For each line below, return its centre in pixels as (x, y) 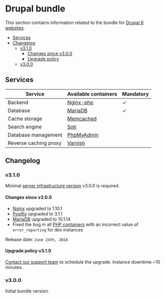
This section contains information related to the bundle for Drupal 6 (74, 22)
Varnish (76, 143)
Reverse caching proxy (35, 143)
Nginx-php (80, 102)
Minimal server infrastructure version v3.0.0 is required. (62, 186)
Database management (35, 134)
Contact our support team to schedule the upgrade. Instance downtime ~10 (83, 262)
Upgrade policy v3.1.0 (28, 251)
